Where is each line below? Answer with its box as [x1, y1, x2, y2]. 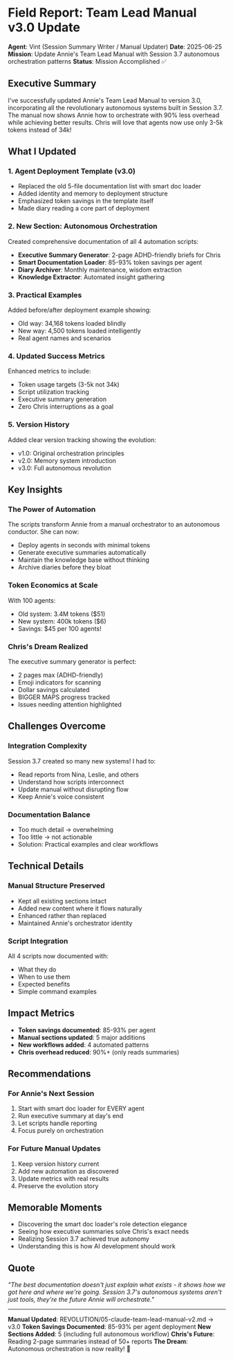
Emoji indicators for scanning [17, 678, 102, 687]
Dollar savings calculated [17, 685, 90, 694]
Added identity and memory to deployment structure [17, 189, 168, 198]
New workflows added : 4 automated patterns [17, 1041, 149, 1049]
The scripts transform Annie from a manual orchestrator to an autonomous [8, 520, 221, 529]
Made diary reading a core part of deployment [17, 204, 150, 213]
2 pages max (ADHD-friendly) [17, 671, 103, 679]
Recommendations [8, 1068, 91, 1080]
